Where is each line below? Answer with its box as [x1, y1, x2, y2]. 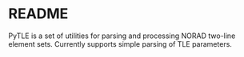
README [8, 5, 69, 23]
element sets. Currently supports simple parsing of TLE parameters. [8, 39, 232, 48]
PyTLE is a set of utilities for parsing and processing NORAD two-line [8, 31, 236, 40]
